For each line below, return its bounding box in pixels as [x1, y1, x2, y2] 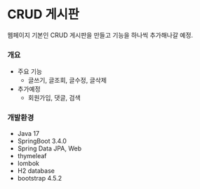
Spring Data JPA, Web [17, 144, 82, 153]
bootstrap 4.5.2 [17, 174, 62, 182]
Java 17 [17, 129, 40, 137]
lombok [17, 159, 40, 167]
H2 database [17, 166, 55, 175]
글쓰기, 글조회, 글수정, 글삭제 [27, 76, 107, 85]
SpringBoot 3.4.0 [17, 136, 67, 145]
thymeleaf [17, 151, 47, 160]
